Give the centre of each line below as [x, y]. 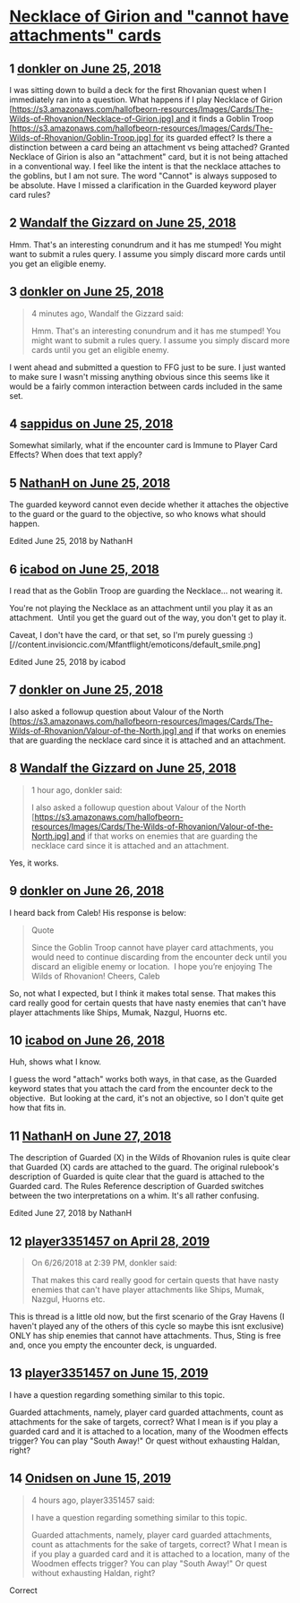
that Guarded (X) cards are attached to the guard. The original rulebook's [144, 1168]
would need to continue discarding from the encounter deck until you [159, 957]
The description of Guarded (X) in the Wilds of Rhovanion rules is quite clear [150, 1158]
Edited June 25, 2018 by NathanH [71, 541]
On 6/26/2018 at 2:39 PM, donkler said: [104, 1263]
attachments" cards [86, 35]
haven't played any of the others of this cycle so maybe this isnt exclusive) [147, 1326]
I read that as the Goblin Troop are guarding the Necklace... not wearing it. [146, 591]
